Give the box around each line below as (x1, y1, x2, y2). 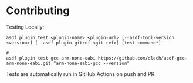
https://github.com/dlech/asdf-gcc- (97, 55, 188, 61)
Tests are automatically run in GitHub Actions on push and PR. (6, 70, 157, 77)
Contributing (6, 4, 70, 18)
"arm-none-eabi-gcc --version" (53, 60, 130, 66)
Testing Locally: (6, 23, 45, 30)
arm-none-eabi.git (6, 60, 51, 66)
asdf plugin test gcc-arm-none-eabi (6, 55, 96, 61)
